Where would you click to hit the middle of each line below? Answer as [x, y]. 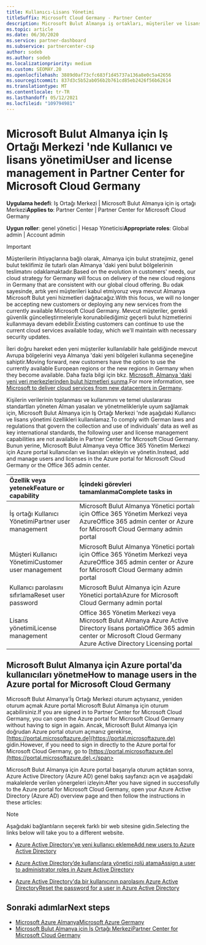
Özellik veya [28, 480]
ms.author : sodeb [29, 58]
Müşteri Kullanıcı [33, 554]
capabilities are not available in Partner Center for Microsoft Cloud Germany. [103, 439]
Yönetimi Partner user [40, 521]
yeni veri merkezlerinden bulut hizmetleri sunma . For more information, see [101, 381]
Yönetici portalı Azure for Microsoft [129, 595]
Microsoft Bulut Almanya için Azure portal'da [94, 665]
